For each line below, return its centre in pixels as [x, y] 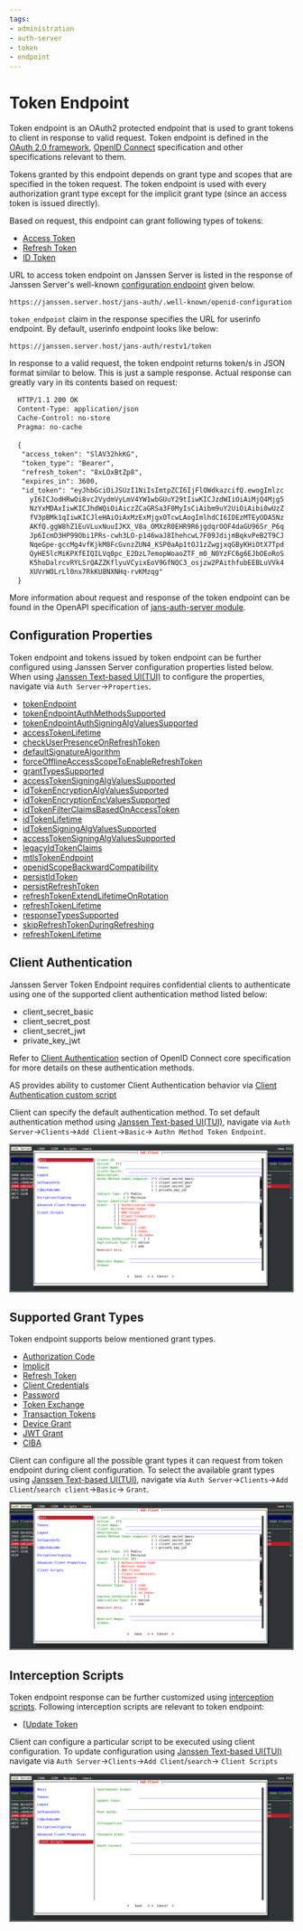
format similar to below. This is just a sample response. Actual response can [150, 373]
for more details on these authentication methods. [102, 1068]
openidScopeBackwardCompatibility [90, 867]
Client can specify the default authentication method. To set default [135, 1112]
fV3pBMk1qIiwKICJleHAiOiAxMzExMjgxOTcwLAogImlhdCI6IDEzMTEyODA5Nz [156, 518]
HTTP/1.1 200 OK [48, 400]
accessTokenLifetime [62, 732]
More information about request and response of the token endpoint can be [150, 598]
